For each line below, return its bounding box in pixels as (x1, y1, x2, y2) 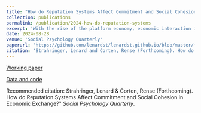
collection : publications (6, 14, 71, 20)
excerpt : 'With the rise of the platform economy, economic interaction (6, 25, 191, 32)
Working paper (6, 64, 43, 71)
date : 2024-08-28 (6, 31, 50, 37)
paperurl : (6, 42, 31, 48)
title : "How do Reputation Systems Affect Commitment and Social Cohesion (6, 8, 197, 15)
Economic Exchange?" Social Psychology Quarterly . (6, 100, 135, 107)
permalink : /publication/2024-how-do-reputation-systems (6, 20, 151, 26)
